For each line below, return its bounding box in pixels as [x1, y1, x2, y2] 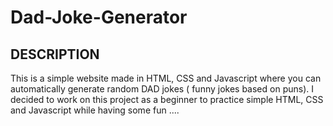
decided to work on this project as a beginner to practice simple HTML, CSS [10, 94, 324, 105]
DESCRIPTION [10, 46, 100, 63]
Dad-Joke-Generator [10, 6, 188, 29]
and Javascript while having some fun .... [10, 104, 180, 116]
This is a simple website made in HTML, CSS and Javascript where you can [10, 72, 322, 84]
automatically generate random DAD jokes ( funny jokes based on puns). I [10, 83, 314, 95]
